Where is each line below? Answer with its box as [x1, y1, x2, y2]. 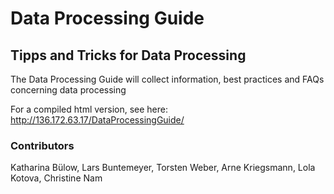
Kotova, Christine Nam [10, 172, 103, 184]
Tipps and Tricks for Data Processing [10, 47, 247, 64]
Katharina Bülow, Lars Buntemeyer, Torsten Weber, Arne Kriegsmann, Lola [10, 162, 316, 174]
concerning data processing [10, 84, 127, 96]
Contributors [10, 138, 75, 152]
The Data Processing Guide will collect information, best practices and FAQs [10, 73, 325, 85]
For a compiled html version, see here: [10, 103, 169, 115]
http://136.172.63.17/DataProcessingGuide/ [10, 114, 185, 126]
